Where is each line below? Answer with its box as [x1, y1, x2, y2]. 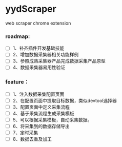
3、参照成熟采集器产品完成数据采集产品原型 [12, 58, 106, 64]
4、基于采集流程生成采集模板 [12, 110, 74, 116]
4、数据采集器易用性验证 [12, 65, 66, 71]
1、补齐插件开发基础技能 [12, 45, 65, 51]
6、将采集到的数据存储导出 [12, 123, 70, 130]
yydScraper [5, 3, 56, 15]
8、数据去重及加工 [12, 136, 52, 142]
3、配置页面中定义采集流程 [12, 103, 70, 110]
